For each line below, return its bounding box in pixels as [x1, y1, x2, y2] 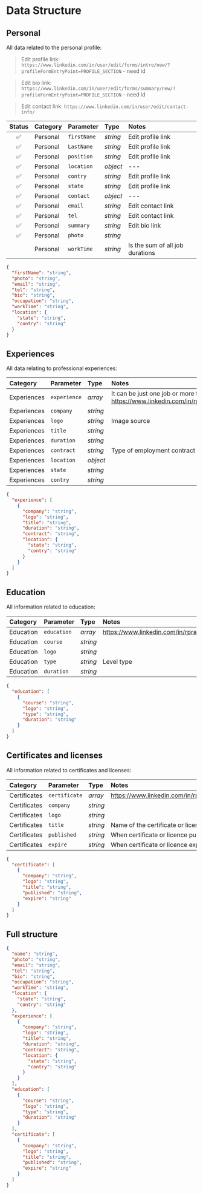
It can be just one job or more [111, 390, 195, 398]
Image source [111, 417, 150, 425]
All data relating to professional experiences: [6, 365, 118, 372]
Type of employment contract [111, 447, 195, 455]
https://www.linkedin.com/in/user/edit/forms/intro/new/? [21, 62, 170, 68]
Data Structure [6, 4, 82, 18]
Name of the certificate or [111, 820, 184, 829]
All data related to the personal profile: [6, 44, 101, 51]
